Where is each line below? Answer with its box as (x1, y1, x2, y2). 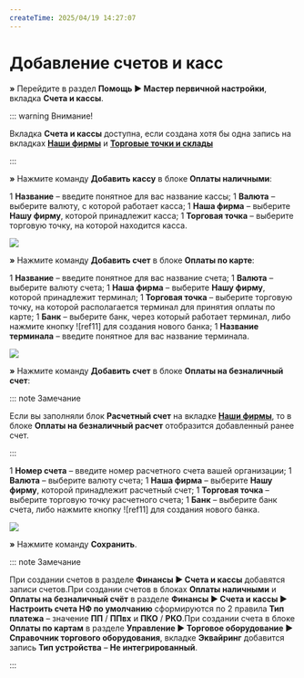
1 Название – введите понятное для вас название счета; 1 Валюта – (9, 272, 274, 283)
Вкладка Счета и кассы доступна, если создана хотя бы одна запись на (9, 128, 291, 139)
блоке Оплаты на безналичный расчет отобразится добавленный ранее (9, 420, 294, 431)
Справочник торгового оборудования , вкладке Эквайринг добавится (9, 631, 285, 643)
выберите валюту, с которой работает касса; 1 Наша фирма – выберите (9, 200, 291, 211)
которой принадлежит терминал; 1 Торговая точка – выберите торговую (9, 291, 293, 302)
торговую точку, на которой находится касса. (9, 220, 188, 231)
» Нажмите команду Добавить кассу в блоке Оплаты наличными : (9, 172, 273, 183)
